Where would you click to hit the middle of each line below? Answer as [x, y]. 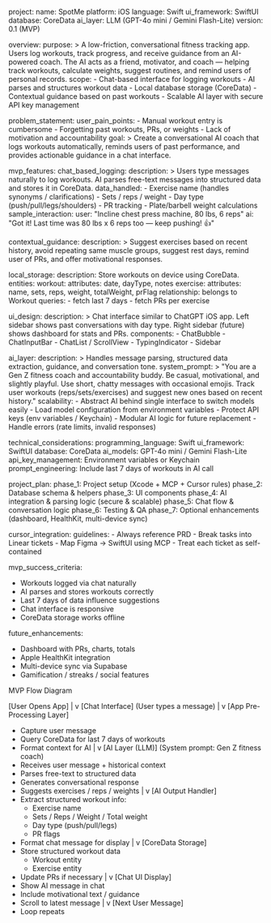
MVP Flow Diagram [40, 690]
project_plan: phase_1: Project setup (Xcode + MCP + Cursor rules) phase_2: [135, 484]
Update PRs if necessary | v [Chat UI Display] [96, 877]
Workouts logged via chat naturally [78, 583]
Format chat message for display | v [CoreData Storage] [113, 842]
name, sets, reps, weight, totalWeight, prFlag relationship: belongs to [123, 292]
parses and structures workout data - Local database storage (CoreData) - [133, 88]
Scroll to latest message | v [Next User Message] [102, 903]
